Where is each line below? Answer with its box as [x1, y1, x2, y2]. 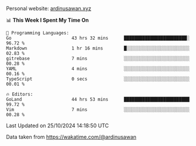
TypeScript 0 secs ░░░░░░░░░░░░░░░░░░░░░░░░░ [6, 76, 190, 82]
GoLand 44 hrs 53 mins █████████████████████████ [6, 96, 190, 102]
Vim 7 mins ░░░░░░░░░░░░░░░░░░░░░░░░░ [6, 107, 190, 113]
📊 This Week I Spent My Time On [6, 17, 89, 23]
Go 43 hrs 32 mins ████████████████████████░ [6, 35, 190, 41]
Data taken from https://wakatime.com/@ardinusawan [6, 134, 136, 140]
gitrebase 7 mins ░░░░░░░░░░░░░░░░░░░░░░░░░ [6, 55, 190, 61]
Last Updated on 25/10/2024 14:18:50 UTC [6, 122, 109, 129]
